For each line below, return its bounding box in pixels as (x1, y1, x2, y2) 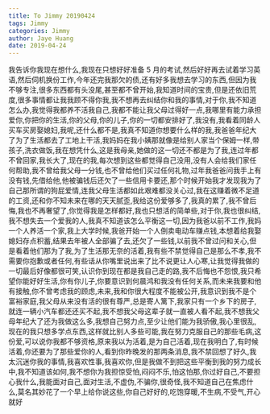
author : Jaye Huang (8, 34, 74, 43)
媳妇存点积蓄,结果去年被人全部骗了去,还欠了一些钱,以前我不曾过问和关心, (8, 236, 250, 246)
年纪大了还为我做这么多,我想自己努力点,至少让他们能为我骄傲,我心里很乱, (15, 317, 257, 326)
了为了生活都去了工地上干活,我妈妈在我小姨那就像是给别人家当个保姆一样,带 (8, 135, 260, 145)
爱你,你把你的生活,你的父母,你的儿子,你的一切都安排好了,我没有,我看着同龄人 (8, 115, 261, 125)
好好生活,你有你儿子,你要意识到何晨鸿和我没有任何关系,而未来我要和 (29, 276, 255, 286)
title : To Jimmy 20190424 (8, 11, 95, 20)
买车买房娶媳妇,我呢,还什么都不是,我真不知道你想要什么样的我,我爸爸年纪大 (8, 126, 257, 135)
